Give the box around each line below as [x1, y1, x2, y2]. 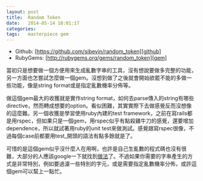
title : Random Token [6, 14, 61, 21]
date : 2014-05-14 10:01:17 [6, 20, 80, 26]
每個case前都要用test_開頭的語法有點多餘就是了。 [11, 132, 136, 139]
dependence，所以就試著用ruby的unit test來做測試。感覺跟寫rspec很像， [6, 125, 189, 132]
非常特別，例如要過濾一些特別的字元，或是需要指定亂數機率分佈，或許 [16, 160, 192, 168]
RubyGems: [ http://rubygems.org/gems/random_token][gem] [14, 54, 167, 62]
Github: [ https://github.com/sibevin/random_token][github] [14, 48, 161, 55]
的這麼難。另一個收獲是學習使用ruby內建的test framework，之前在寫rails [6, 110, 187, 117]
